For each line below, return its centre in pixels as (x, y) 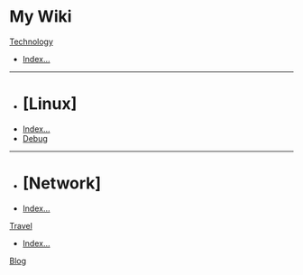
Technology (32, 41)
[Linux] (50, 104)
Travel (21, 225)
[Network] (62, 183)
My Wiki (41, 17)
